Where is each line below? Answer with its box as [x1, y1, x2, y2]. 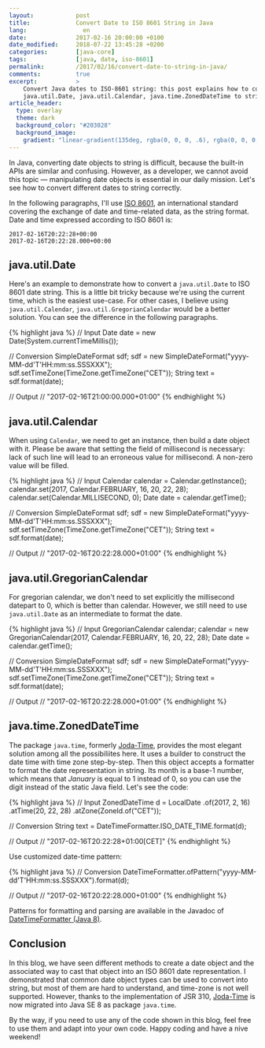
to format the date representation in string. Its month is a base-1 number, [9, 765, 245, 775]
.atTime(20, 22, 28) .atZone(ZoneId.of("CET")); [9, 805, 162, 816]
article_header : [9, 99, 62, 107]
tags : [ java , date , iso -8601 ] [9, 56, 154, 64]
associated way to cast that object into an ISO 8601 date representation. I [9, 966, 246, 976]
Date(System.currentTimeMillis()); [9, 336, 119, 346]
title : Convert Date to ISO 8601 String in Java [9, 19, 214, 27]
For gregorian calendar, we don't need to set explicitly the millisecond [9, 592, 235, 601]
